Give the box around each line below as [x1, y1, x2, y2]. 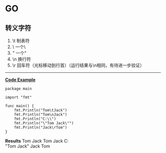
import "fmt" [5, 95, 32, 100]
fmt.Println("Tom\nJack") [14, 112, 68, 117]
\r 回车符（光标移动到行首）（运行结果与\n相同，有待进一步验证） [12, 62, 145, 68]
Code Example [5, 77, 36, 83]
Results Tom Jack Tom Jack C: [5, 138, 69, 144]
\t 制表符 [12, 38, 30, 43]
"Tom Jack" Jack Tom [5, 143, 50, 149]
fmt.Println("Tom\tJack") [14, 108, 68, 113]
